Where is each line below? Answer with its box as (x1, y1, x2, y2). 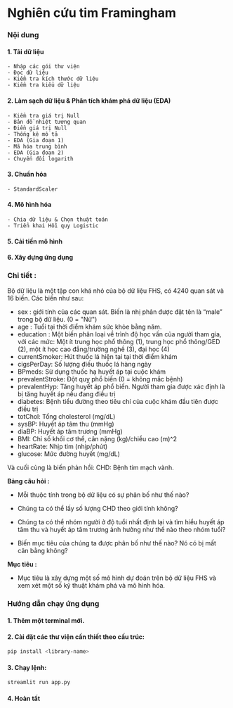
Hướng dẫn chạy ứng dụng (7, 599, 100, 609)
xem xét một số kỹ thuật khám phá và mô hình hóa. (17, 581, 166, 590)
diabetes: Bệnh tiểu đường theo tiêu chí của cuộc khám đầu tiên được (17, 398, 219, 406)
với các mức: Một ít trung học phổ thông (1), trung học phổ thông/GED (17, 338, 220, 346)
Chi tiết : (7, 271, 37, 281)
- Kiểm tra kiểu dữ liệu (7, 82, 80, 89)
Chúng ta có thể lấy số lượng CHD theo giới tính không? (17, 505, 178, 513)
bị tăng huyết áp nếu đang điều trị (17, 390, 116, 398)
